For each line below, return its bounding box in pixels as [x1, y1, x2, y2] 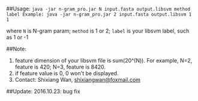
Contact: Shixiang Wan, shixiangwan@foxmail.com [14, 76, 141, 83]
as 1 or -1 [6, 34, 29, 41]
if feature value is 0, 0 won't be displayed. [14, 70, 119, 77]
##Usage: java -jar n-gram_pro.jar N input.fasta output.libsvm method [6, 5, 191, 12]
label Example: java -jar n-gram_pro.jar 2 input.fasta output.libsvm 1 [6, 11, 192, 17]
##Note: [6, 45, 27, 52]
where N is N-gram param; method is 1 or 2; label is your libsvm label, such [6, 27, 190, 34]
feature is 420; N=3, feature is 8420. [14, 63, 106, 70]
